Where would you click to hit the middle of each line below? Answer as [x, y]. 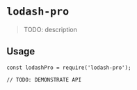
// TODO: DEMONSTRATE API [44, 80]
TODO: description [50, 29]
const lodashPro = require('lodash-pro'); [69, 68]
